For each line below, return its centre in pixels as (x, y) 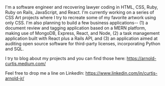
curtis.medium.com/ (25, 64)
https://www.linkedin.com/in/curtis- (121, 73)
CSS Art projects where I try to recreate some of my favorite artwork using (81, 17)
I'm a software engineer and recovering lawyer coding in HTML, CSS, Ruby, (82, 7)
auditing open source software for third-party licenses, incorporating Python (83, 43)
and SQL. (15, 49)
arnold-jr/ (15, 78)
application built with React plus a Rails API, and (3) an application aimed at (81, 38)
